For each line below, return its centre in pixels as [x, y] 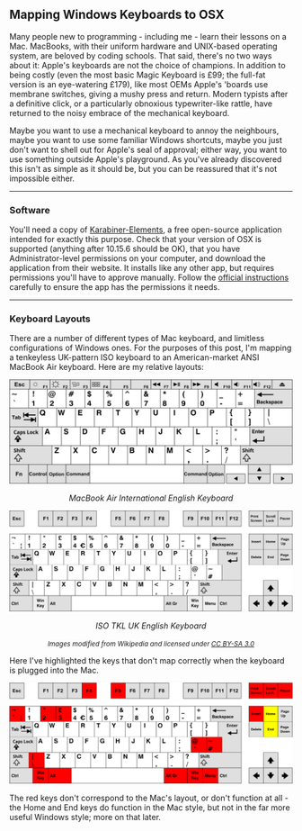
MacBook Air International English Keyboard [151, 498]
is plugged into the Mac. [54, 671]
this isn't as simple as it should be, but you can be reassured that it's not [143, 168]
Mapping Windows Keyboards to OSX [117, 15]
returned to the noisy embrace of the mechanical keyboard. [120, 113]
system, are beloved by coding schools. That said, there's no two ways [141, 55]
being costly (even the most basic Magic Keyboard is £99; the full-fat [138, 75]
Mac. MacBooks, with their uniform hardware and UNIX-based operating [143, 46]
